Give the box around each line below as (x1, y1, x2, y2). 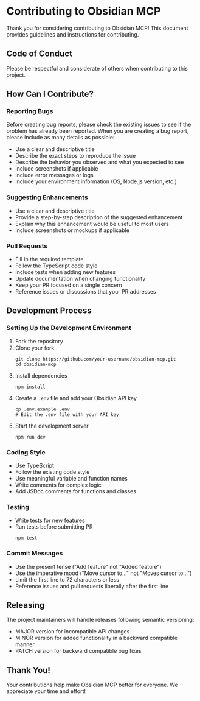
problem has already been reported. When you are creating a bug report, (6, 127, 189, 135)
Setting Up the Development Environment (6, 324, 132, 333)
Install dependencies (15, 372, 68, 379)
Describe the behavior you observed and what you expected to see (15, 158, 184, 166)
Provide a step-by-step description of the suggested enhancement (15, 213, 183, 220)
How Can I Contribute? (6, 89, 94, 99)
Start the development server (15, 422, 89, 429)
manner (15, 641, 35, 648)
